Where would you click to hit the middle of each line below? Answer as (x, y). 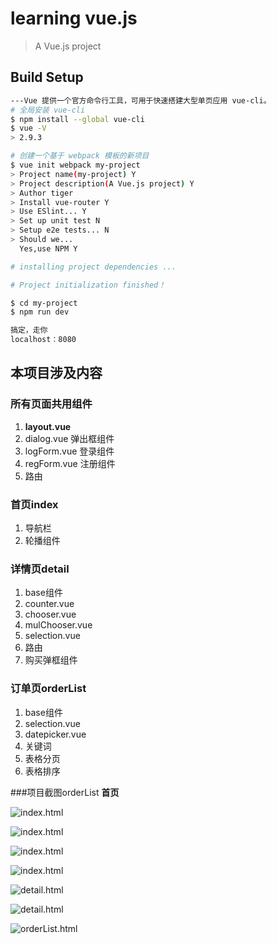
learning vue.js (74, 18)
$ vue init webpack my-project (75, 165)
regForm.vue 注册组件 (70, 463)
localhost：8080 (43, 340)
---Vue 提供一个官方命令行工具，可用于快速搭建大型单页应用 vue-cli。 (141, 100)
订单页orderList (48, 689)
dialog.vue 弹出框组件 (69, 438)
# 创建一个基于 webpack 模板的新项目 (80, 156)
